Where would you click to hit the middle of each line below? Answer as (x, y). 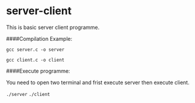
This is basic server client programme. (53, 27)
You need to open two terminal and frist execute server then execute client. (98, 82)
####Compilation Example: (39, 38)
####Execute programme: (38, 71)
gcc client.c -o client (35, 60)
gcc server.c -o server (35, 49)
